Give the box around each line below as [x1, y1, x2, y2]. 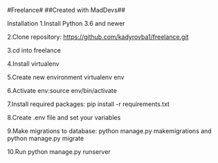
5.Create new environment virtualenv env [7, 73, 125, 81]
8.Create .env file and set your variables [7, 114, 121, 121]
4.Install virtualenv [7, 60, 60, 68]
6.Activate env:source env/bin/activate [7, 87, 118, 94]
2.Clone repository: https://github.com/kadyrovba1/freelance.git [7, 33, 189, 41]
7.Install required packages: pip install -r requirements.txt [7, 100, 170, 108]
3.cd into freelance [7, 46, 61, 54]
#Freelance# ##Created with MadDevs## [7, 6, 126, 14]
